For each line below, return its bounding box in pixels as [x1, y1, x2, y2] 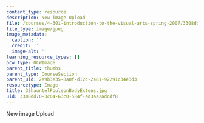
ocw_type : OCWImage [6, 59, 56, 65]
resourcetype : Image [6, 82, 59, 88]
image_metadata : [6, 32, 47, 38]
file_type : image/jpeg [6, 25, 64, 32]
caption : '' [12, 37, 42, 43]
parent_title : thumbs [6, 65, 61, 71]
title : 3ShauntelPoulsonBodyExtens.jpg [6, 88, 107, 94]
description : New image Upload [6, 15, 86, 21]
